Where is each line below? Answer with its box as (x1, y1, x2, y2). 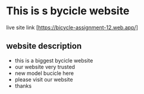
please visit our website (14, 76, 73, 83)
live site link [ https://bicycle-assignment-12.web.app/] (6, 24, 139, 31)
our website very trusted (14, 63, 76, 70)
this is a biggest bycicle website (14, 57, 93, 64)
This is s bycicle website (6, 4, 130, 18)
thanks (14, 82, 32, 89)
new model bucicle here (14, 70, 74, 77)
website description (6, 41, 82, 51)
